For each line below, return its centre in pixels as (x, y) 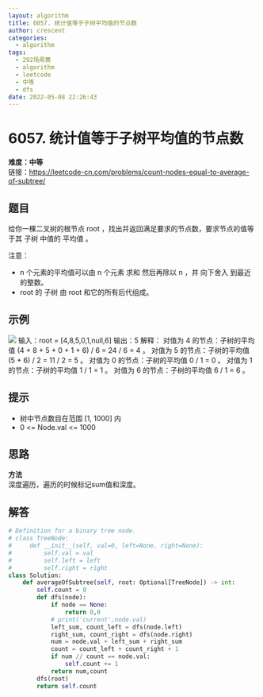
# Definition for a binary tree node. (72, 531)
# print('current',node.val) (99, 620)
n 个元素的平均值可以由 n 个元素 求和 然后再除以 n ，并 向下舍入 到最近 (135, 272)
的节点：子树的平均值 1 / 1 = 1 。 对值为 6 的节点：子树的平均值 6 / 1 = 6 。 (129, 370)
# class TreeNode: (38, 538)
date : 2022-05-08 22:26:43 (53, 97)
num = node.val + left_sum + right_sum (116, 642)
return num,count (79, 671)
